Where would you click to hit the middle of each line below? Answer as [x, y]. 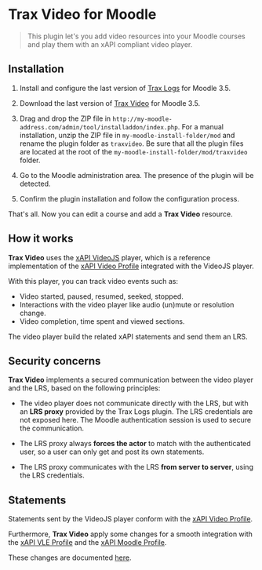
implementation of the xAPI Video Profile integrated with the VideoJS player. [131, 266]
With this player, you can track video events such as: [93, 281]
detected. [35, 183]
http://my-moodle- [142, 119]
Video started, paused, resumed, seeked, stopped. [102, 296]
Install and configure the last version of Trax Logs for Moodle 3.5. [125, 88]
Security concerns [55, 361]
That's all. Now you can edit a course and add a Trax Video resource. [120, 214]
